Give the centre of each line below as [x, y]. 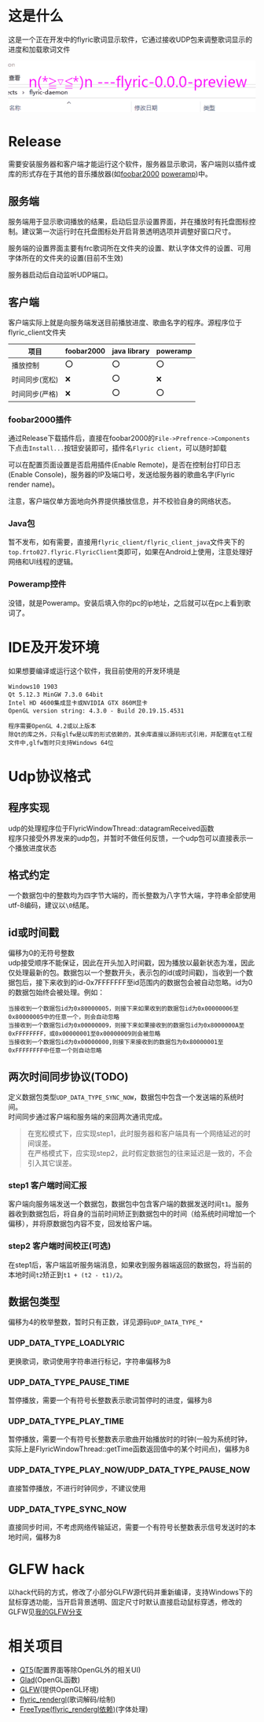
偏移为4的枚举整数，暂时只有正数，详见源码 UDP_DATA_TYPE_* [106, 1322]
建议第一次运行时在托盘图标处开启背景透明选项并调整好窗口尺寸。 [128, 231]
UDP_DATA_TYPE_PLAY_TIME [66, 1420]
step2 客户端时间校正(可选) [60, 1246]
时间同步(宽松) [35, 380]
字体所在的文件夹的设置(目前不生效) [66, 258]
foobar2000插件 [40, 420]
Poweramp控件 [37, 584]
